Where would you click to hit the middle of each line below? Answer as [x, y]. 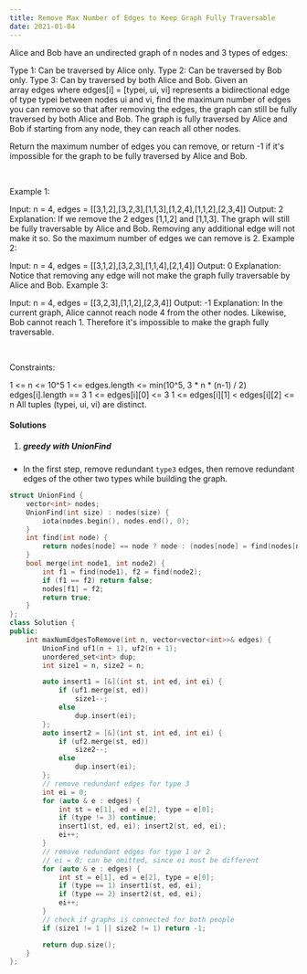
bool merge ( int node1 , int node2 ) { [96, 564]
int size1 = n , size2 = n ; [94, 665]
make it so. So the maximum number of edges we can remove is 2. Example [152, 238]
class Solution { [42, 623]
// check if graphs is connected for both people [138, 919]
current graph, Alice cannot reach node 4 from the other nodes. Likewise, [148, 312]
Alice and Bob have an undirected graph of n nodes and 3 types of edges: [149, 52]
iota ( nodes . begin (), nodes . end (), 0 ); [116, 521]
